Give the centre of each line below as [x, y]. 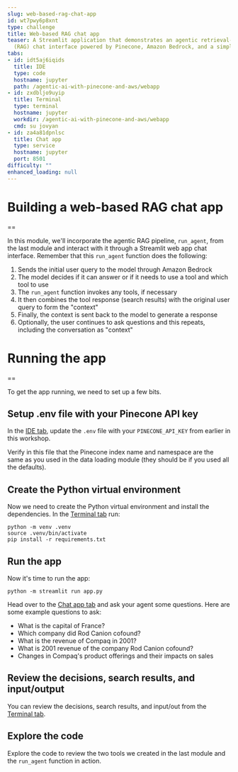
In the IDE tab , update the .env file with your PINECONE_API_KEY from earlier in [119, 431]
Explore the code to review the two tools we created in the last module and [117, 753]
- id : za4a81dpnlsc [36, 133]
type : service [34, 146]
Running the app [57, 358]
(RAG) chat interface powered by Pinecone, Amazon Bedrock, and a [114, 47]
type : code [30, 73]
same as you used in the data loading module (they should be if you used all [118, 460]
